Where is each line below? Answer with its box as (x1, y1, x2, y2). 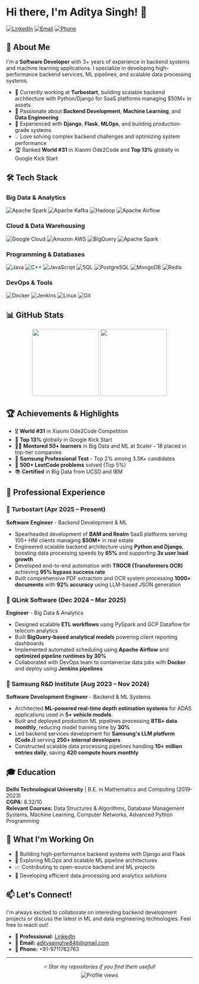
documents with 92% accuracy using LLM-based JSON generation (14, 581, 181, 588)
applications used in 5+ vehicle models (14, 711, 111, 718)
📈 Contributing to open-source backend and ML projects (14, 863, 155, 870)
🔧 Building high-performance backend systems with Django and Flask (14, 850, 185, 857)
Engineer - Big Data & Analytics (6, 609, 84, 616)
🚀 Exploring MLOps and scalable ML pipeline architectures (14, 856, 158, 864)
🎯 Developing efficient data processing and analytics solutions (14, 872, 167, 879)
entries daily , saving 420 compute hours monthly (14, 749, 139, 756)
